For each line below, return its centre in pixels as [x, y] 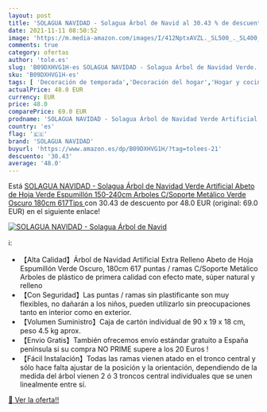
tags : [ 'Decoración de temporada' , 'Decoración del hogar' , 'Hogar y [124, 82]
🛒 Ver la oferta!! [34, 400]
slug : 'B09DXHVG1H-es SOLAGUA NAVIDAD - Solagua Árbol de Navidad [120, 68]
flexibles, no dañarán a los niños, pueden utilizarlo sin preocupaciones [135, 304]
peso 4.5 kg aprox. [50, 331]
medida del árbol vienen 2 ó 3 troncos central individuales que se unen [136, 376]
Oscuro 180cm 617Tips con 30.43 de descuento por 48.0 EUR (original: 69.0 [133, 203]
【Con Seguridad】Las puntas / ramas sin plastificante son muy [124, 295]
